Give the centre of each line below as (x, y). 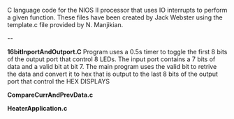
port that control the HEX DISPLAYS (59, 81)
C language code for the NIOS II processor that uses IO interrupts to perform (117, 10)
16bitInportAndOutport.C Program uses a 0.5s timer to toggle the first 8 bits (117, 52)
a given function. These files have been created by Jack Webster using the (115, 17)
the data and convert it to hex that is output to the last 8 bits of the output (113, 74)
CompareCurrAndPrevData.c (50, 95)
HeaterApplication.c (37, 108)
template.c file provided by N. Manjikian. (65, 25)
